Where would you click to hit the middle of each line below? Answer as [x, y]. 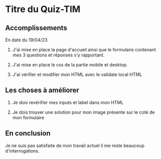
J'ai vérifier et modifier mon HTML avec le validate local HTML [77, 74]
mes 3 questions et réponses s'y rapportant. [58, 55]
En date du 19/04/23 [26, 40]
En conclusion [28, 134]
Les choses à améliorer [42, 90]
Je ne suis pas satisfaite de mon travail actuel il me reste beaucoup [75, 145]
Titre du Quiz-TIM [43, 9]
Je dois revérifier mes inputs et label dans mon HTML [68, 102]
